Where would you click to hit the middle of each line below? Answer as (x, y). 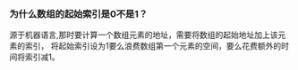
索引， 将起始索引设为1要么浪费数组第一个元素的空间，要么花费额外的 (153, 46)
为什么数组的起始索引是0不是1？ (79, 13)
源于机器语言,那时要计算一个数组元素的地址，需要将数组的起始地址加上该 (144, 35)
